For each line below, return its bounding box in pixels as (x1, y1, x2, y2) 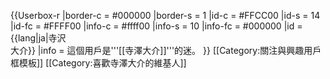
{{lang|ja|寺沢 (10, 32, 67, 44)
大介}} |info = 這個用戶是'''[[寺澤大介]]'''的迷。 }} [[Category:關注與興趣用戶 (10, 45, 322, 56)
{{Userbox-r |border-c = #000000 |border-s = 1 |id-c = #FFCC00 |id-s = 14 (10, 10, 321, 21)
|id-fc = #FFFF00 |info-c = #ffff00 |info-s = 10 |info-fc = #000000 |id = (10, 20, 303, 32)
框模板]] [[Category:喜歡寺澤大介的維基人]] (10, 57, 187, 69)
